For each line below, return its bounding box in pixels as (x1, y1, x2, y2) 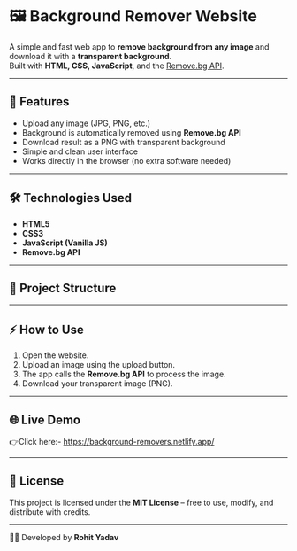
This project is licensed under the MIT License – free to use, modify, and (9, 497, 274, 508)
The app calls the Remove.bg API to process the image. (21, 369, 227, 380)
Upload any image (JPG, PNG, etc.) (21, 118, 151, 128)
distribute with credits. (9, 506, 91, 517)
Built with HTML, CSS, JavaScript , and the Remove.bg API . (9, 60, 225, 71)
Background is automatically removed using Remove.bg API (21, 127, 241, 137)
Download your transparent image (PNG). (21, 378, 173, 389)
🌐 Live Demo (9, 412, 81, 427)
